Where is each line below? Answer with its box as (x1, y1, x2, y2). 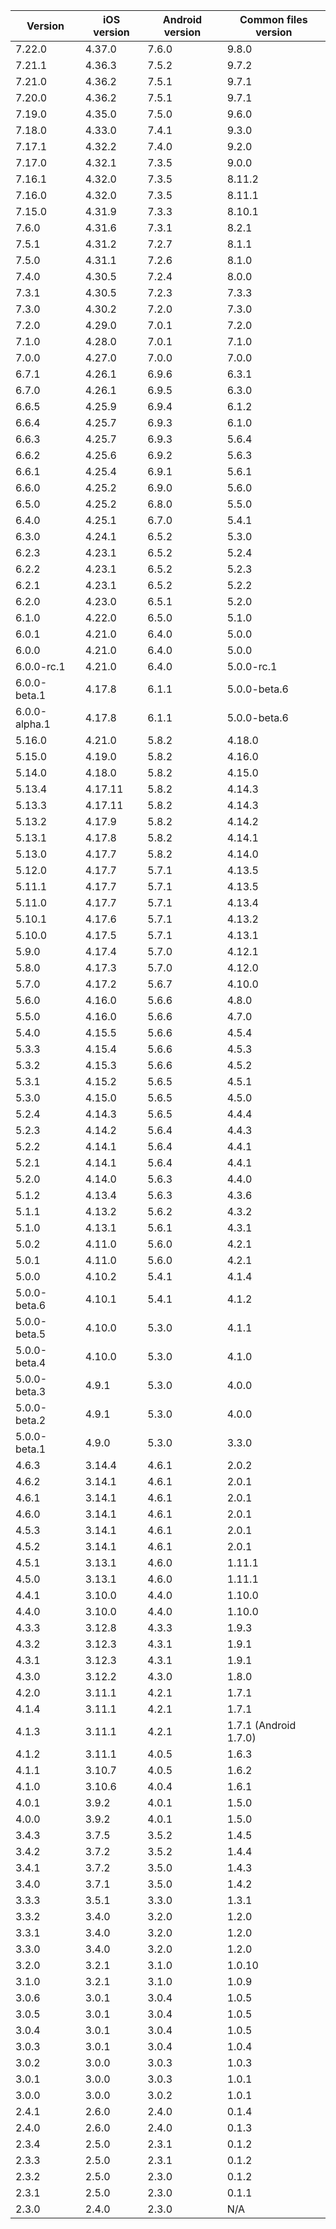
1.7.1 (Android (226, 1719, 297, 1732)
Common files (239, 13, 308, 26)
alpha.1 (15, 717, 51, 731)
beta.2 (15, 1414, 47, 1427)
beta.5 (15, 1327, 47, 1341)
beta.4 (15, 1356, 47, 1369)
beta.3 (15, 1385, 47, 1398)
